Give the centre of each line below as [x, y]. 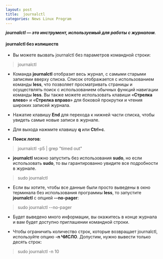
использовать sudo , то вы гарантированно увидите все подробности [85, 163]
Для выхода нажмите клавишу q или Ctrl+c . [59, 129]
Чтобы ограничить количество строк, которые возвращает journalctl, [85, 232]
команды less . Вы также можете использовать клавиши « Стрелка [82, 95]
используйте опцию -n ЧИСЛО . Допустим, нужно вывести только [82, 236]
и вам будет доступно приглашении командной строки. [71, 222]
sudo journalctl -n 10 [38, 251]
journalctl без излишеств [32, 44]
